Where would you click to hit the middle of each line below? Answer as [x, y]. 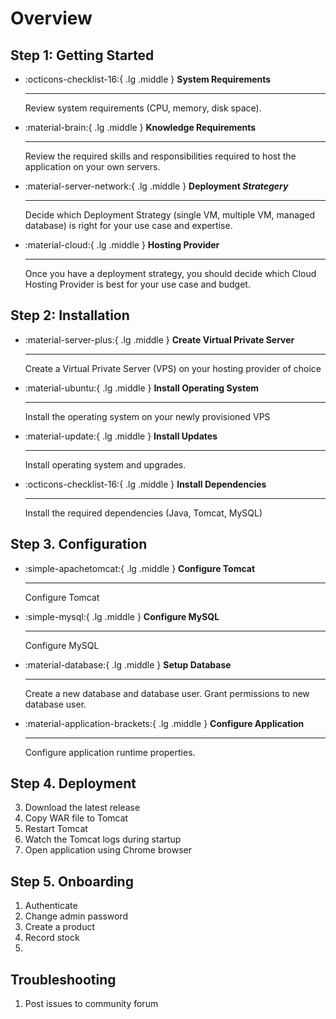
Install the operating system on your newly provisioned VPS [147, 416]
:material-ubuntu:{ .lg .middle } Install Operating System [142, 388]
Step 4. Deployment [73, 783]
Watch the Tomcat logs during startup [103, 839]
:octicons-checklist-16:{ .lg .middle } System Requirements [148, 79]
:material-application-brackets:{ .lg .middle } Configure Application [164, 723]
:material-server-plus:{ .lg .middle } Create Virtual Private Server [159, 339]
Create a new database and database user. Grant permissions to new [167, 693]
